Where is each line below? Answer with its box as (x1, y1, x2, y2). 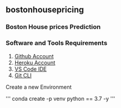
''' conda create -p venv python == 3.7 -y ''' (5, 95, 116, 102)
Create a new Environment (5, 83, 72, 91)
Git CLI (14, 71, 32, 79)
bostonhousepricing (5, 5, 84, 15)
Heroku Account (14, 59, 56, 66)
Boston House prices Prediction (5, 23, 101, 31)
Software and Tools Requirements (5, 39, 108, 47)
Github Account (14, 52, 54, 59)
